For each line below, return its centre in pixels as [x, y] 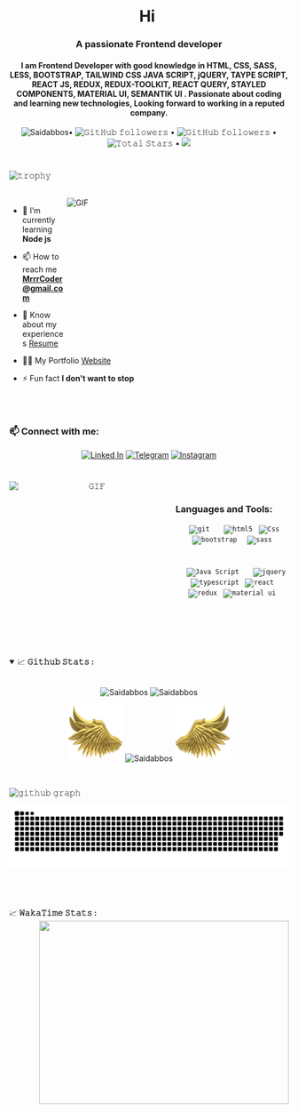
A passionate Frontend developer [149, 44]
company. [149, 112]
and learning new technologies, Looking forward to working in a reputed [149, 103]
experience [43, 333]
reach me [39, 269]
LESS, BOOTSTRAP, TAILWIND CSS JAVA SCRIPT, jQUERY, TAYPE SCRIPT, [149, 75]
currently [39, 220]
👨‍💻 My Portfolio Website [67, 360]
